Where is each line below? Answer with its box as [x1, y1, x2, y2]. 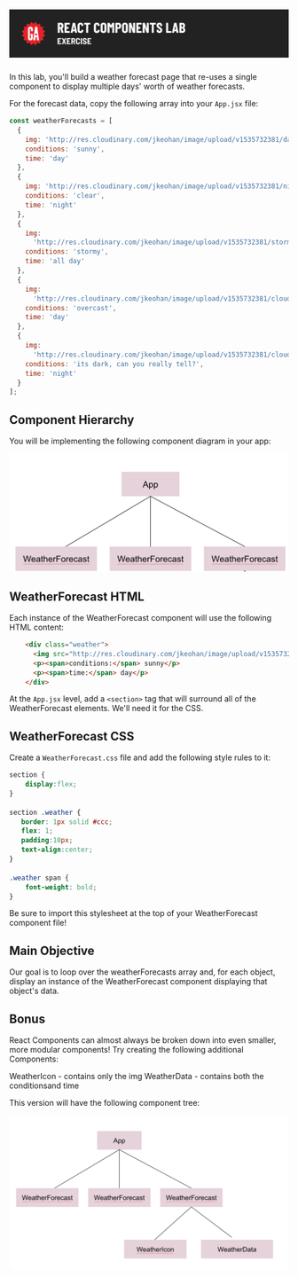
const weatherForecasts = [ [9, 116, 114, 126]
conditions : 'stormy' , [25, 247, 109, 256]
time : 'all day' [25, 257, 86, 266]
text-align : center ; [20, 845, 93, 855]
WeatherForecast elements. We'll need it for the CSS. [9, 703, 204, 714]
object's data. [9, 985, 59, 997]
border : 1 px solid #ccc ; [20, 817, 114, 827]
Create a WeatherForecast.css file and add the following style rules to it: [9, 752, 271, 763]
